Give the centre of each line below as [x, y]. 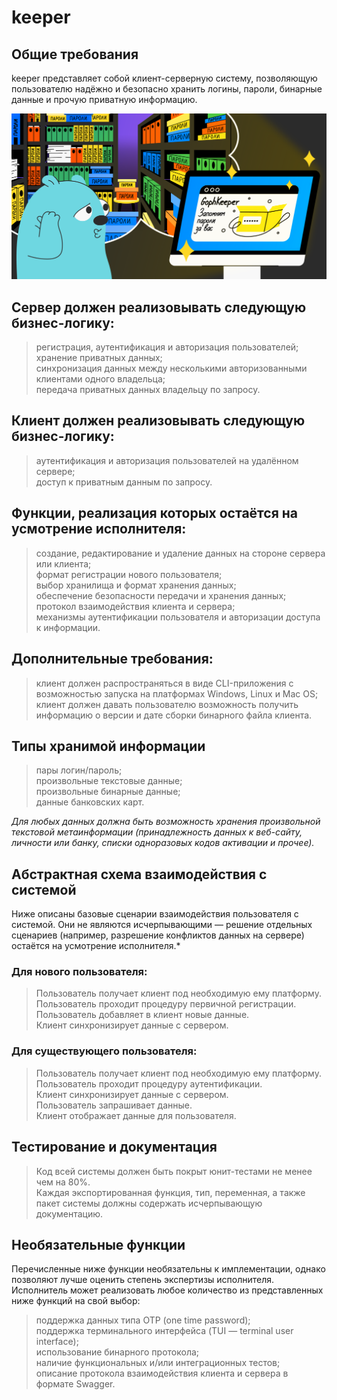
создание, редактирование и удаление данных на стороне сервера [180, 553]
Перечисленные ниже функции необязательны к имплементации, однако [168, 1269]
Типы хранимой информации [108, 746]
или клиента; [63, 563]
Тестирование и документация [114, 1147]
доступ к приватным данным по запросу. [124, 482]
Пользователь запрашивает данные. [114, 1105]
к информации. [68, 627]
